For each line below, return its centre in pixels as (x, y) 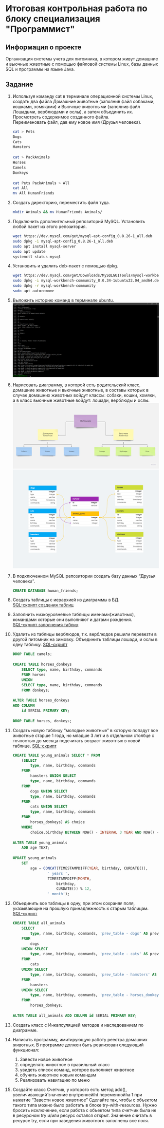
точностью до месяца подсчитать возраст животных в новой (76, 740)
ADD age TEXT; (36, 848)
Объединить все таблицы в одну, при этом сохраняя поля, (74, 903)
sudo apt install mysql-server (44, 246)
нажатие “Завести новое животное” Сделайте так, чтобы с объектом (85, 1100)
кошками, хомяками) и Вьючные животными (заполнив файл (76, 106)
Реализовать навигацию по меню (55, 1080)
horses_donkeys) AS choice (58, 822)
